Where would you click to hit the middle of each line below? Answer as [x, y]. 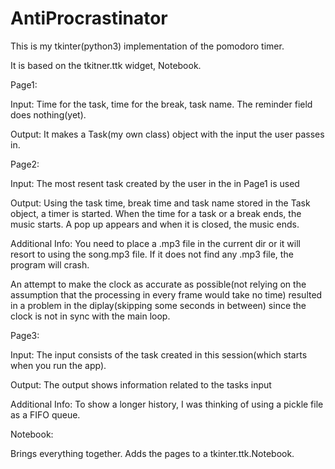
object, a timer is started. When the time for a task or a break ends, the [156, 213]
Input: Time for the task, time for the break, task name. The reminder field [161, 104]
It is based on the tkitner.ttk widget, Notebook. [106, 65]
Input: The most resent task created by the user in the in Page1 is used [155, 183]
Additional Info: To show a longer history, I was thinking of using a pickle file [167, 404]
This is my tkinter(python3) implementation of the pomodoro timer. [147, 46]
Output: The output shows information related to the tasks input [141, 384]
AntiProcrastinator [89, 18]
